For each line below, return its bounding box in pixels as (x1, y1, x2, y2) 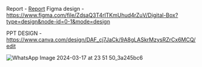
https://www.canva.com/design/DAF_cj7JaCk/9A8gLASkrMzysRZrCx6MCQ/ (6, 36, 196, 43)
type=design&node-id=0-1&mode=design (6, 18, 111, 25)
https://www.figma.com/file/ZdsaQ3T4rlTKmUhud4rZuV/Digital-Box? (6, 11, 178, 19)
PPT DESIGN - (6, 30, 42, 37)
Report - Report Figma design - (6, 5, 85, 12)
